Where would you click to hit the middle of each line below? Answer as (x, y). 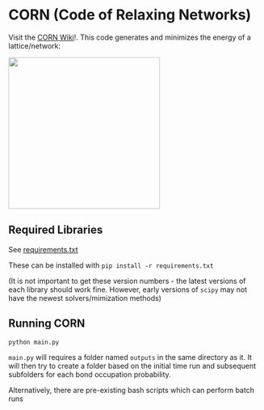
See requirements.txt (43, 249)
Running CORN (47, 324)
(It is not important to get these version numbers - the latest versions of (127, 281)
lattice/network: (35, 45)
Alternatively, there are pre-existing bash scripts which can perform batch (131, 390)
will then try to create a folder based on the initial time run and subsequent (132, 366)
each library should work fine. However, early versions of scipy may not (128, 290)
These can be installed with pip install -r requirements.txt (111, 265)
